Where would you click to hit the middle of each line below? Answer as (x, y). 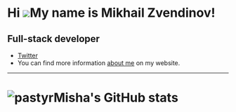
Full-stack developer (54, 39)
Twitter (28, 55)
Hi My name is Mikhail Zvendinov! (111, 13)
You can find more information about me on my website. (99, 63)
